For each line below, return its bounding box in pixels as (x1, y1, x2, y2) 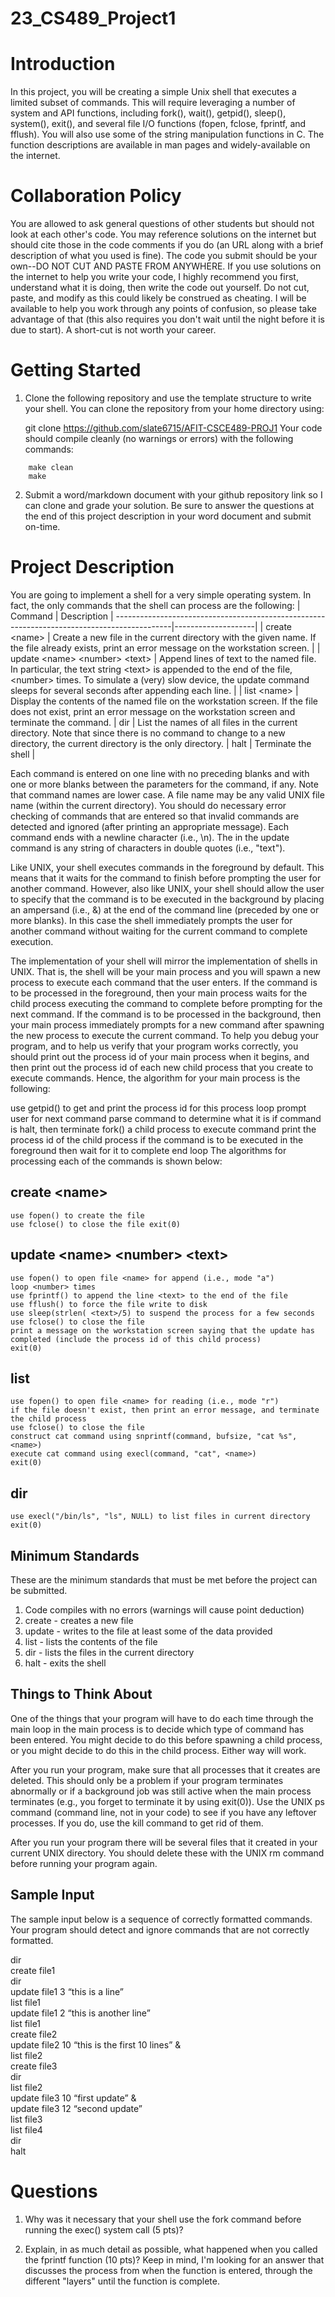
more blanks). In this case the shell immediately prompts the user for (10, 914, 293, 926)
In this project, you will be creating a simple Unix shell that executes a (10, 86, 297, 98)
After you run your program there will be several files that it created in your (10, 1836, 318, 1848)
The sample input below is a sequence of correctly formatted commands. (10, 1913, 313, 1925)
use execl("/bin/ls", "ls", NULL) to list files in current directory (10, 1512, 311, 1522)
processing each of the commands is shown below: (10, 1155, 223, 1167)
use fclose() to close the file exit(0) (10, 1219, 182, 1229)
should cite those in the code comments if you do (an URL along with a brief (10, 239, 324, 251)
